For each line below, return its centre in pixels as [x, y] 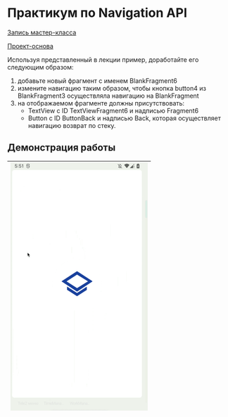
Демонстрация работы [62, 148]
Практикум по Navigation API [97, 13]
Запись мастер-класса [42, 32]
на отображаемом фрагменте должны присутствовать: [101, 103]
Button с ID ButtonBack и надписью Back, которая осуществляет [125, 118]
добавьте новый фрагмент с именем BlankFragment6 [97, 81]
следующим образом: [40, 67]
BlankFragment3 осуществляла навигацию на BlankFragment [108, 96]
